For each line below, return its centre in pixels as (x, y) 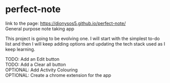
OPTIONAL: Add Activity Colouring (41, 70)
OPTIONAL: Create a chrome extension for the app (58, 75)
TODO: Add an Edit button (32, 59)
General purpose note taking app (40, 28)
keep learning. (20, 49)
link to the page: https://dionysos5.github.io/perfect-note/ (65, 23)
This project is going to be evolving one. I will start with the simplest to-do (82, 38)
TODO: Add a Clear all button (36, 64)
